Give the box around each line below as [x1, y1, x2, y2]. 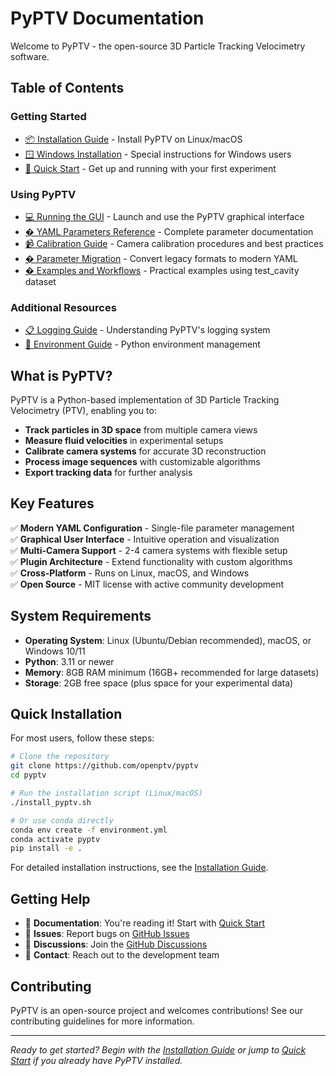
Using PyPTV [10, 187, 77, 201]
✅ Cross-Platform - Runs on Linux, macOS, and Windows [10, 567, 250, 579]
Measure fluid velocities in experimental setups [24, 435, 224, 447]
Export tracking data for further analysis [24, 467, 193, 479]
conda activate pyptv [10, 834, 101, 844]
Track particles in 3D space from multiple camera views [24, 424, 258, 436]
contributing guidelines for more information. [10, 1015, 195, 1027]
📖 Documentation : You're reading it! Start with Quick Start [24, 917, 265, 929]
